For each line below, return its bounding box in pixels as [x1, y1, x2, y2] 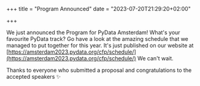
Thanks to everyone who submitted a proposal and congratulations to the [6, 66, 192, 74]
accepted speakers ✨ [6, 73, 61, 80]
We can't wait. [137, 55, 174, 62]
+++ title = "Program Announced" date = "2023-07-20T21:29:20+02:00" [6, 5, 191, 12]
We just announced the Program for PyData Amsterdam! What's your [6, 29, 180, 36]
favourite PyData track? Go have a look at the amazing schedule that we [6, 35, 189, 42]
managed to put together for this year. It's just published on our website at [6, 42, 194, 49]
